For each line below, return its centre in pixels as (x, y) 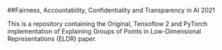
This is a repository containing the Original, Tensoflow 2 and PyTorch (107, 24)
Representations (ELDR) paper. (52, 39)
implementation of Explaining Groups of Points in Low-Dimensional (104, 31)
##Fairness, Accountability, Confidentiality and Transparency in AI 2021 (111, 10)
